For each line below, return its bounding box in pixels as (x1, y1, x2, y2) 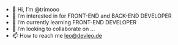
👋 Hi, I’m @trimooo (12, 6, 60, 13)
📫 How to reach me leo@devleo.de (12, 32, 102, 39)
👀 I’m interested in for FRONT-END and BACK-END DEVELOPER (12, 12, 172, 19)
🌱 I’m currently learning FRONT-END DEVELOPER (12, 19, 136, 26)
